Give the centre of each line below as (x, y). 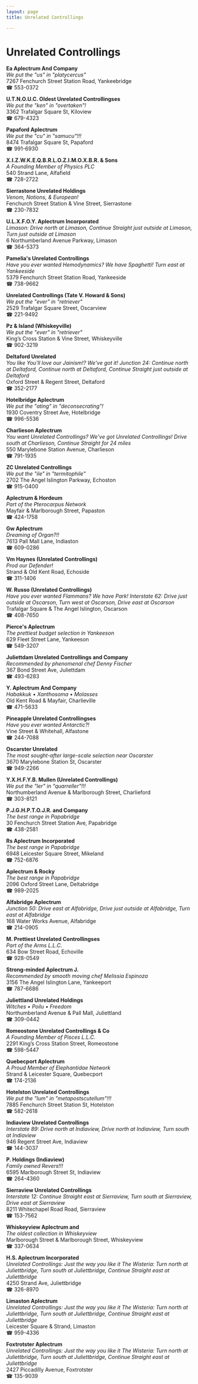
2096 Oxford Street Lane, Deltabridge (53, 884)
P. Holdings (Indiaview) (35, 1160)
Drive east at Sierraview (36, 1203)
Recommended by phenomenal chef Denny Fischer (69, 664)
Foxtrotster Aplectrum (34, 1345)
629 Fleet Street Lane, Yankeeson (48, 639)
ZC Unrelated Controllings (39, 468)
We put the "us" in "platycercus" (46, 75)
